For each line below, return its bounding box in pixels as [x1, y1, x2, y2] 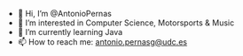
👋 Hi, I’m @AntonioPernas [17, 9, 113, 18]
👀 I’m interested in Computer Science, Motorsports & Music [17, 17, 235, 28]
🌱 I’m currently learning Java [17, 27, 123, 37]
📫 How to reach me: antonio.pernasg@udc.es [17, 37, 188, 47]
